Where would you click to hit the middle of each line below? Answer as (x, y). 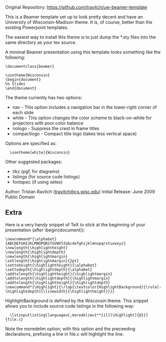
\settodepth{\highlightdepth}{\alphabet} (49, 269)
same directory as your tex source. (41, 42)
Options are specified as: (31, 143)
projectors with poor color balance (48, 123)
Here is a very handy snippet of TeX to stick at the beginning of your (75, 224)
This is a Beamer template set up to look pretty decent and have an (74, 17)
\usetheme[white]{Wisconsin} (40, 153)
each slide (23, 112)
